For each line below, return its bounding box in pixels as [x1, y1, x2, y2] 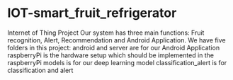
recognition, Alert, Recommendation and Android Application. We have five [7, 35, 226, 44]
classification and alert [7, 66, 74, 74]
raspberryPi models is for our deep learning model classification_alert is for [7, 58, 227, 67]
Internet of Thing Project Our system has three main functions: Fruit [7, 28, 205, 37]
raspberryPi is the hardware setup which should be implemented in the [7, 51, 215, 59]
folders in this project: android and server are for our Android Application [7, 43, 220, 52]
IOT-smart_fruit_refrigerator [7, 5, 177, 21]
